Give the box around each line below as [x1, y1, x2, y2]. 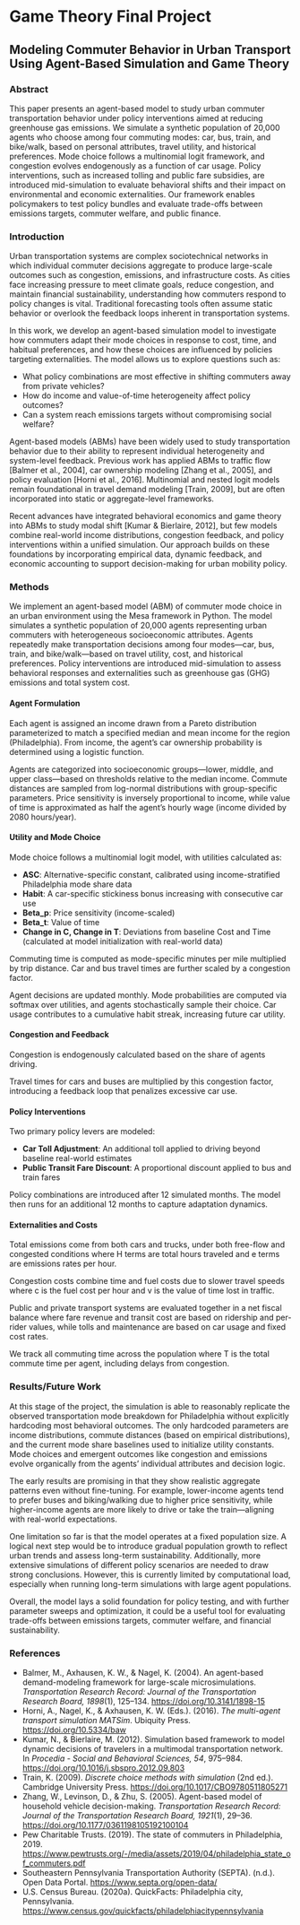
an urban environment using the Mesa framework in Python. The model [9, 611, 273, 621]
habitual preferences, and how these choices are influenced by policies [9, 344, 273, 355]
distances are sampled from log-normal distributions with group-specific [9, 783, 278, 793]
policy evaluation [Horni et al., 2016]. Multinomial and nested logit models [9, 474, 280, 485]
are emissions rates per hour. [9, 1258, 117, 1270]
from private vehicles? [21, 381, 105, 392]
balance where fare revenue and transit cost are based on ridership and [9, 1312, 275, 1323]
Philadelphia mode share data [21, 879, 133, 889]
